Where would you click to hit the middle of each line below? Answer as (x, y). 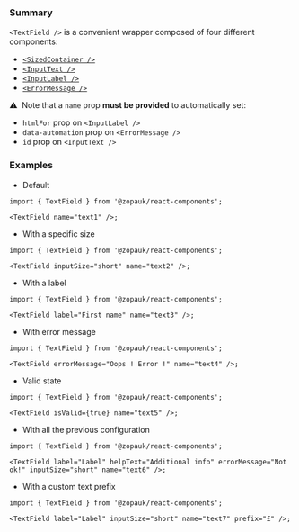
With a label (44, 283)
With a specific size (59, 234)
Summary (31, 13)
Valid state (42, 381)
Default (36, 185)
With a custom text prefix (69, 486)
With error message (59, 331)
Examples (31, 166)
